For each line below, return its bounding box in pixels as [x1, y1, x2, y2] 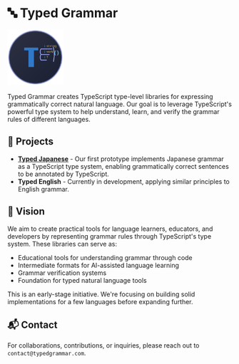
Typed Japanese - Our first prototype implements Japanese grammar [17, 155, 225, 163]
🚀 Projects [7, 135, 54, 147]
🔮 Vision [7, 205, 45, 218]
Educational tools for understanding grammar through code [17, 253, 193, 261]
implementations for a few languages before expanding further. [7, 297, 194, 306]
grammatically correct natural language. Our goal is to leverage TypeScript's [7, 100, 232, 108]
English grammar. [17, 184, 69, 193]
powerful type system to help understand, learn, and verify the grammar [7, 107, 220, 115]
